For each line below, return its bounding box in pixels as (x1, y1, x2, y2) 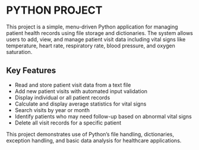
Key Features (6, 66, 56, 76)
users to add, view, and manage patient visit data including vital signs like (6, 36, 186, 43)
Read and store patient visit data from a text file (14, 81, 131, 88)
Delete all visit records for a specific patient (14, 119, 122, 126)
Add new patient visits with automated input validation (14, 87, 147, 95)
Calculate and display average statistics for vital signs (14, 100, 147, 107)
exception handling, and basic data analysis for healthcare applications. (6, 137, 182, 144)
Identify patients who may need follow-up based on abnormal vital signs (14, 113, 192, 120)
